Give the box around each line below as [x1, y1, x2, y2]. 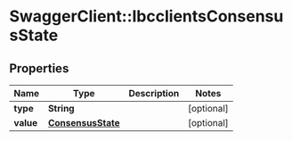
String [47, 103, 75, 114]
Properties [9, 61, 69, 76]
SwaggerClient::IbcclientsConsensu [9, 6, 284, 27]
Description [128, 87, 180, 99]
